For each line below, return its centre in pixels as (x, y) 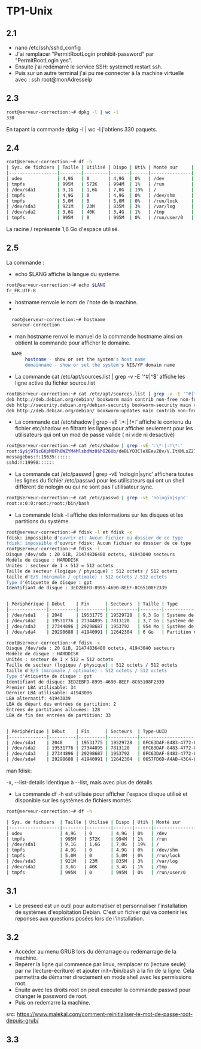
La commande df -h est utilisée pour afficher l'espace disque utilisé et (101, 794)
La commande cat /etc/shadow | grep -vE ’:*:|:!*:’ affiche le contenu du (103, 422)
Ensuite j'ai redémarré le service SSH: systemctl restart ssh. (89, 67)
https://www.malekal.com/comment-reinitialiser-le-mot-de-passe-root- (105, 1014)
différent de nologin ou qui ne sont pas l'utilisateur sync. (84, 487)
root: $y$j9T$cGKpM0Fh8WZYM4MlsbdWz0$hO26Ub (61, 451)
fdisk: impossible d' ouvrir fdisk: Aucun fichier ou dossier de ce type (99, 543)
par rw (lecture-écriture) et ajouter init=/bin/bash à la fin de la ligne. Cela (104, 971)
